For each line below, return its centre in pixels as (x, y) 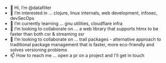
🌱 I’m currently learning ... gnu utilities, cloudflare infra (66, 23)
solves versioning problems (38, 50)
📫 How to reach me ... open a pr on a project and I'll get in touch (77, 55)
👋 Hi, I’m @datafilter (31, 8)
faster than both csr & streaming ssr (47, 34)
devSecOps (22, 18)
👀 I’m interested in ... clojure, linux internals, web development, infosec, (84, 13)
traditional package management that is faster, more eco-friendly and (82, 44)
